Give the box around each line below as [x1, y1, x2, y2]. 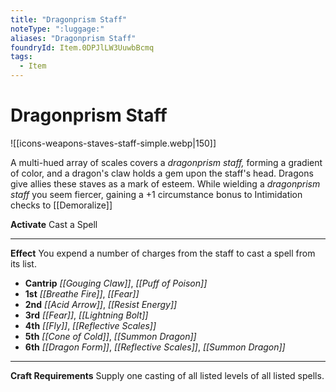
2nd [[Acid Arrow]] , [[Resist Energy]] [24, 298, 178, 310]
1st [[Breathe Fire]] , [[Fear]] [24, 287, 140, 300]
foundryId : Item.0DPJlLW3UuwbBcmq [10, 42, 155, 53]
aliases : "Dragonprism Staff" [10, 33, 137, 43]
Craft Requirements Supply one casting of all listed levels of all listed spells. [10, 369, 325, 381]
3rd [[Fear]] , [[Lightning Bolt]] [24, 309, 149, 321]
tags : [10, 52, 33, 62]
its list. [10, 257, 37, 270]
